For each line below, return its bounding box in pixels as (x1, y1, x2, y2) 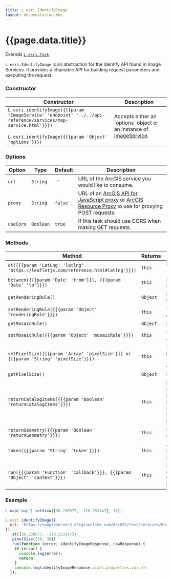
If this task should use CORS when (78, 218, 161, 225)
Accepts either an (114, 112, 157, 120)
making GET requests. (78, 224, 132, 231)
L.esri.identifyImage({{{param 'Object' (8, 134, 107, 140)
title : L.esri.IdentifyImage (5, 7, 68, 13)
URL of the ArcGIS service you (78, 175, 152, 182)
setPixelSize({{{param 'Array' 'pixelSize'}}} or (8, 351, 132, 357)
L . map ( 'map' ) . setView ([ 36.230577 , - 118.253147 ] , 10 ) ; (5, 508, 123, 513)
